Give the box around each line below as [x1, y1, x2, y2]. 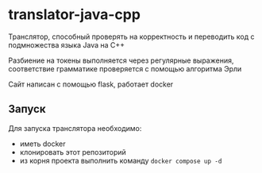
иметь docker [19, 139, 66, 148]
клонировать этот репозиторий [19, 147, 127, 156]
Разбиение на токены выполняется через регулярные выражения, [8, 56, 234, 65]
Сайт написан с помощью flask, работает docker [8, 79, 174, 89]
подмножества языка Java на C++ [8, 40, 125, 49]
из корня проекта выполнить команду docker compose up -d [19, 156, 222, 165]
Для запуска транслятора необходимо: [8, 123, 142, 133]
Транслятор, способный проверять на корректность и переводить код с [8, 32, 255, 41]
